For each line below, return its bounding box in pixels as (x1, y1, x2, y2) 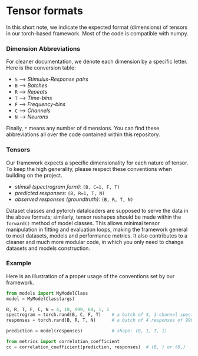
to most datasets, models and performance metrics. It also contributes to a (6, 232, 187, 239)
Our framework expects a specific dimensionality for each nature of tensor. (6, 159, 189, 166)
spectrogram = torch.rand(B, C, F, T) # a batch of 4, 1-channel (6, 312, 178, 318)
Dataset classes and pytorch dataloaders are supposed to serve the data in (6, 207, 189, 214)
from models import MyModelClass (6, 290, 88, 296)
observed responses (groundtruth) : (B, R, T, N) (14, 196, 134, 203)
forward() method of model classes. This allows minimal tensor (6, 219, 160, 226)
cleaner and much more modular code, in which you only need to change (6, 238, 184, 245)
